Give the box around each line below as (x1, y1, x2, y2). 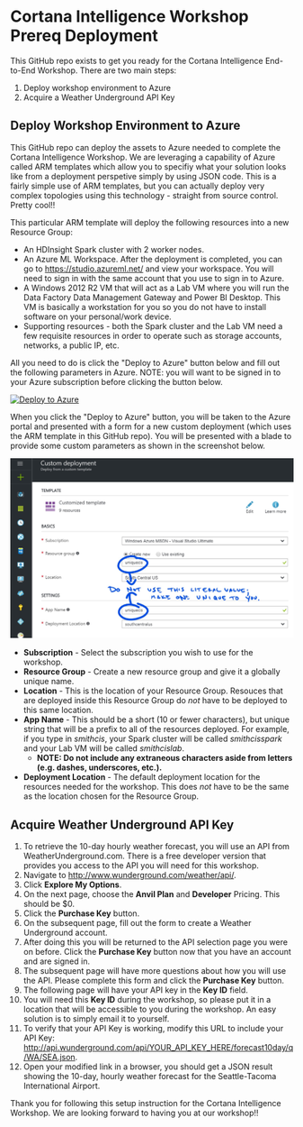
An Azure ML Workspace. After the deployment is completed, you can (22, 253, 282, 264)
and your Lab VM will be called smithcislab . (22, 743, 185, 754)
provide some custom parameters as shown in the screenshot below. (10, 440, 266, 451)
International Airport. (22, 1080, 101, 1091)
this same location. (22, 705, 94, 716)
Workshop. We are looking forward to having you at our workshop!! (10, 1107, 259, 1118)
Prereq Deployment (10, 25, 158, 46)
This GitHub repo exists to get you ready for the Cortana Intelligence (10, 55, 263, 66)
